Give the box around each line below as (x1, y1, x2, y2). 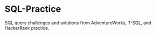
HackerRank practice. (4, 25, 49, 31)
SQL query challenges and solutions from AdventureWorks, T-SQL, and (4, 20, 151, 26)
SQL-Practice (4, 3, 61, 15)
